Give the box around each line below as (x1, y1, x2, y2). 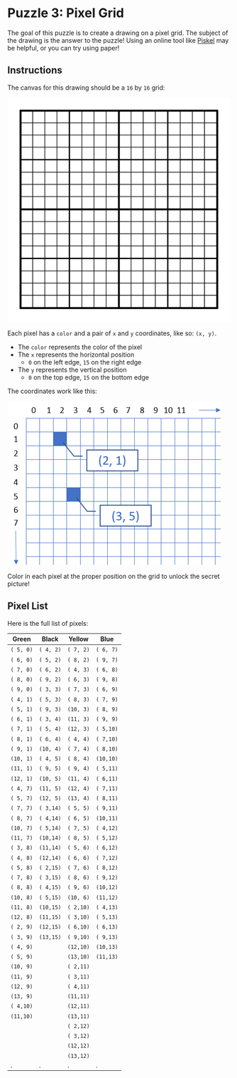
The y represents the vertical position (17, 365, 127, 374)
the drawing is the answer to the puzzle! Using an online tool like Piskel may (7, 36, 229, 44)
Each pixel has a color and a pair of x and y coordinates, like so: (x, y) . (7, 329, 217, 337)
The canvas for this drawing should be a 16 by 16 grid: (7, 83, 165, 92)
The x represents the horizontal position (17, 350, 135, 359)
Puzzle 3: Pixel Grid (7, 5, 124, 21)
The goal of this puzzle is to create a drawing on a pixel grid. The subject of (7, 28, 228, 37)
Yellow (68, 635, 89, 644)
